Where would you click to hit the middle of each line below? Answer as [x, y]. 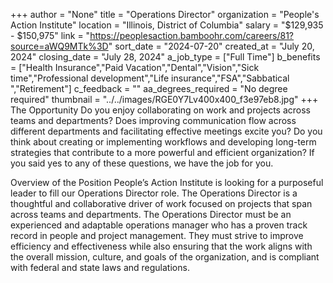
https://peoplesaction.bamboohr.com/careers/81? [192, 35]
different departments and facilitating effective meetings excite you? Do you [166, 131]
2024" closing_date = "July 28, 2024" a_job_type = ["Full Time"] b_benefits [165, 57]
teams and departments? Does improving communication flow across [153, 120]
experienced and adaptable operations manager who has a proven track [159, 225]
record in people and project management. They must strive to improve [157, 235]
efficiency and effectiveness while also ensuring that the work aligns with [161, 246]
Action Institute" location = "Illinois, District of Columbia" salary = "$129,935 [167, 25]
